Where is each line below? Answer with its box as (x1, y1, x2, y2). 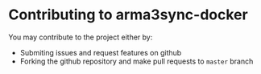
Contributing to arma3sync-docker (8, 6, 248, 24)
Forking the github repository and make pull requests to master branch (19, 56, 254, 66)
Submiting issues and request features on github (19, 47, 182, 57)
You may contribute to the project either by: (8, 32, 153, 42)
